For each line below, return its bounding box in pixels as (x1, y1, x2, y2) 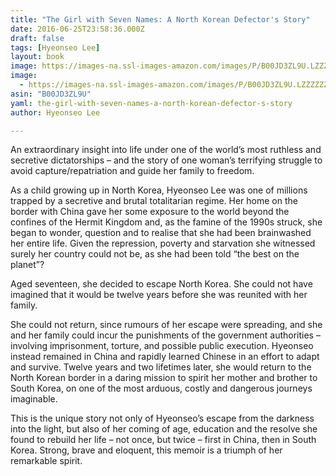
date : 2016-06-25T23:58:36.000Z (10, 24, 145, 34)
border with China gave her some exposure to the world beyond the (10, 206, 290, 218)
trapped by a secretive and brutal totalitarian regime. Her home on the (10, 195, 298, 207)
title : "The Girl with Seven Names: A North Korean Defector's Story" (10, 14, 311, 25)
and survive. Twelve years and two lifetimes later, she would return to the (10, 361, 312, 373)
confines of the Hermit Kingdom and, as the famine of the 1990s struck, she (10, 216, 323, 228)
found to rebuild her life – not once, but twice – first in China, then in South (10, 434, 317, 446)
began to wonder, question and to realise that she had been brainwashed (10, 227, 312, 239)
